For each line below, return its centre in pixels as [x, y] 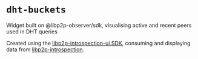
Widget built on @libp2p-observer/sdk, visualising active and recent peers [99, 25]
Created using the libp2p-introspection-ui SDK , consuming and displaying [98, 43]
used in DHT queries [32, 32]
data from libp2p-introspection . [45, 49]
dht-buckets [36, 10]
